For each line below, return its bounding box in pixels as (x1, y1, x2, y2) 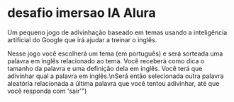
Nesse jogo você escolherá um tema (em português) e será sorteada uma (7, 49, 223, 58)
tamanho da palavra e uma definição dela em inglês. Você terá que (7, 64, 203, 72)
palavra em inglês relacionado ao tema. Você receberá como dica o (7, 56, 205, 65)
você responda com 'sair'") (7, 87, 87, 95)
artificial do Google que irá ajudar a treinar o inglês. (7, 35, 157, 44)
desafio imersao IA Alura (7, 5, 156, 21)
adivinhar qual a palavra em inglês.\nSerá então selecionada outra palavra (7, 72, 224, 80)
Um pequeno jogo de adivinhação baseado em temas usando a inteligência (7, 28, 228, 37)
